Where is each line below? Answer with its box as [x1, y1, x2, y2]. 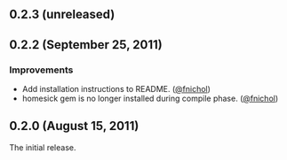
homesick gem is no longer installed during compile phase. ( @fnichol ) [21, 93, 279, 104]
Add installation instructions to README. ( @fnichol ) [21, 84, 211, 95]
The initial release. [9, 141, 76, 153]
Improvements [9, 64, 74, 76]
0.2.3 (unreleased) [9, 7, 116, 22]
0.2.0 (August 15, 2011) [9, 118, 140, 133]
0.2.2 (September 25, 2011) [9, 37, 163, 52]
